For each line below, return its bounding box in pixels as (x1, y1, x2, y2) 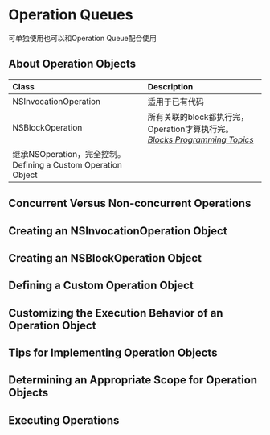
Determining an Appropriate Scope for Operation (8, 373, 258, 387)
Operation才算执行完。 (147, 123, 234, 135)
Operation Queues (8, 6, 133, 24)
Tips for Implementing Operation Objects (8, 346, 218, 360)
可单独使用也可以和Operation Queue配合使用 (8, 33, 157, 43)
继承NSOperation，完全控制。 (12, 148, 126, 159)
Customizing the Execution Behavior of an (8, 306, 223, 320)
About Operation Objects (8, 57, 137, 71)
